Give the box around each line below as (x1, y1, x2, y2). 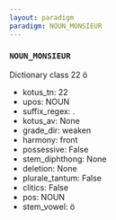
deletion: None (22, 163, 78, 173)
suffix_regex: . (22, 105, 76, 117)
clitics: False (22, 181, 69, 193)
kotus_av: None (22, 115, 81, 126)
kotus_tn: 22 (22, 86, 69, 97)
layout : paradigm (9, 13, 75, 22)
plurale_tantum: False (22, 172, 102, 183)
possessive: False (22, 144, 89, 154)
